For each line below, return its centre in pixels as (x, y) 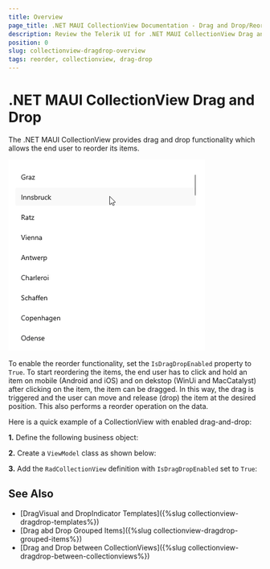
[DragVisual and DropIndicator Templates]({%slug (103, 513)
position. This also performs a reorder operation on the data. (108, 406)
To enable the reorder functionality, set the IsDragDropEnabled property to (130, 363)
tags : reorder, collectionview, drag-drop (80, 60)
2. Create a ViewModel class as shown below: (82, 453)
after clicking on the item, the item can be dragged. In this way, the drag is (131, 389)
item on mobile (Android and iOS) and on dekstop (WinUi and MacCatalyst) (133, 380)
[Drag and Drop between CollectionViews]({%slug (103, 547)
